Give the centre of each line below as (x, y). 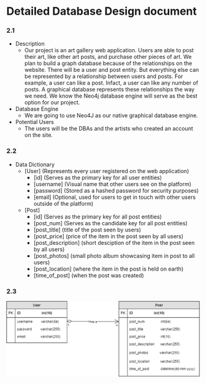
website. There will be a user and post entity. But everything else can (112, 70)
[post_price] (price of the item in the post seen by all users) (109, 236)
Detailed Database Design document (102, 11)
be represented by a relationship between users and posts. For (104, 76)
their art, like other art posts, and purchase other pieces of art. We (108, 57)
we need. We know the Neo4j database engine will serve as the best (111, 96)
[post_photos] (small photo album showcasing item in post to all (114, 255)
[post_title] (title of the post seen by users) (87, 230)
